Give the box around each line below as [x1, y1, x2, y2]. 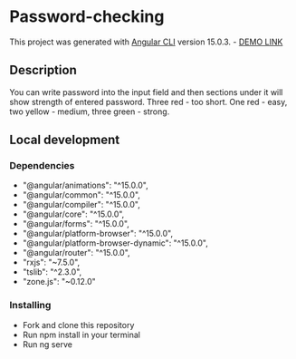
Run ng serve [22, 338, 72, 350]
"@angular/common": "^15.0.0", [22, 189, 140, 200]
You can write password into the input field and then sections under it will [9, 86, 283, 97]
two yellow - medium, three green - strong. [9, 106, 170, 117]
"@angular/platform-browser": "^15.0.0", [22, 228, 174, 239]
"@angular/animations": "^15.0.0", [22, 179, 148, 191]
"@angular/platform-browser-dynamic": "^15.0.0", [22, 238, 208, 248]
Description [9, 63, 77, 78]
